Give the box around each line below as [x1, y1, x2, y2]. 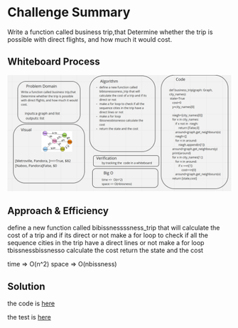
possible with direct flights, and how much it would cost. [7, 35, 173, 43]
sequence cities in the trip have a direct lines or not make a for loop [7, 239, 205, 247]
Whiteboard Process [7, 56, 101, 68]
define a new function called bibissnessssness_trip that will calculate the [7, 224, 220, 232]
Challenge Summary [7, 4, 131, 21]
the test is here [7, 313, 51, 322]
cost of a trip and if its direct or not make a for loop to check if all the [7, 231, 208, 239]
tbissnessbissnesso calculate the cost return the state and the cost [7, 246, 204, 255]
